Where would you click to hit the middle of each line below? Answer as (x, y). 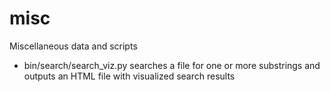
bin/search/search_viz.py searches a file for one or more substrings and (172, 65)
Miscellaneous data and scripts (73, 46)
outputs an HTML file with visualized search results (129, 76)
